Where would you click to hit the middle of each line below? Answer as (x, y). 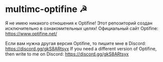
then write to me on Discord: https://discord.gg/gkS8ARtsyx (67, 54)
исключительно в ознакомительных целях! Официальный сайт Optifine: (82, 28)
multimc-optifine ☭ (46, 9)
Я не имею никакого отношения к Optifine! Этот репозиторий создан (79, 23)
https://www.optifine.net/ (31, 33)
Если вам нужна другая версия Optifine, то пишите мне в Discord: (76, 43)
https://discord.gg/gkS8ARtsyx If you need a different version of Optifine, (81, 48)
